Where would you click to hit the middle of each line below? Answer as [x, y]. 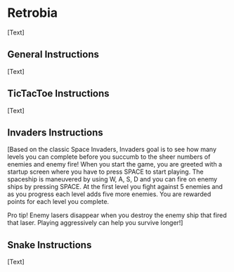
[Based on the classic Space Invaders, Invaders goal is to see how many [112, 150]
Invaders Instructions [55, 132]
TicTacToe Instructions [59, 94]
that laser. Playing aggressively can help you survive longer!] [95, 223]
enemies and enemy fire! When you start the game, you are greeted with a [115, 164]
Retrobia [33, 13]
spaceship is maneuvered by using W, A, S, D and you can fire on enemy [112, 179]
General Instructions [53, 54]
